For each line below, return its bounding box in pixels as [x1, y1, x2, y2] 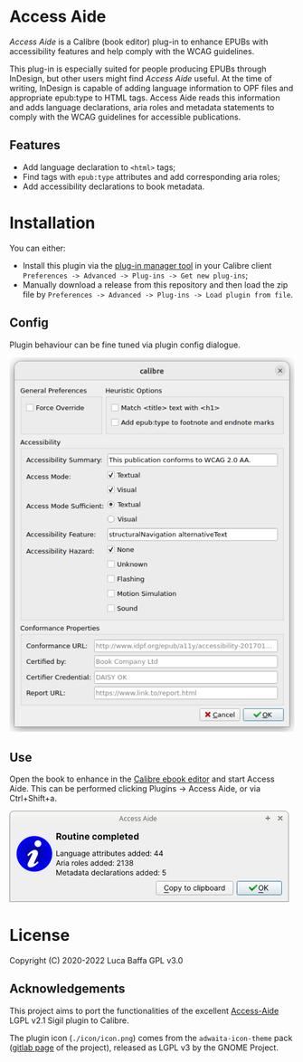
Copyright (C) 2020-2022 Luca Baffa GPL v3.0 [9, 954, 184, 965]
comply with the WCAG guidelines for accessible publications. [9, 111, 241, 122]
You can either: [9, 242, 66, 253]
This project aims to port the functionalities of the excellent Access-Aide [9, 1005, 279, 1016]
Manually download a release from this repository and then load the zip [22, 279, 289, 290]
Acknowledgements [9, 981, 126, 997]
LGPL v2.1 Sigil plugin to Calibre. [9, 1015, 129, 1026]
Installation [9, 213, 96, 232]
